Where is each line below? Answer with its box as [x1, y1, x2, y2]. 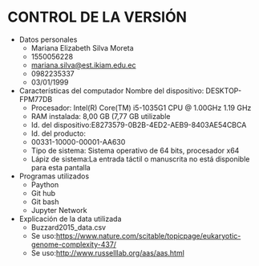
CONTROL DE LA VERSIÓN [7, 8, 188, 27]
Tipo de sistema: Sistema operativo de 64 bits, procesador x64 [30, 145, 240, 155]
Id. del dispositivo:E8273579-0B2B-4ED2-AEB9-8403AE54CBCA [30, 120, 247, 129]
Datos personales [18, 35, 78, 44]
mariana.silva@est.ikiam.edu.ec [30, 60, 136, 70]
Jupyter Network [30, 205, 87, 215]
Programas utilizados [18, 171, 90, 181]
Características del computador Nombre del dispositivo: [18, 85, 204, 96]
